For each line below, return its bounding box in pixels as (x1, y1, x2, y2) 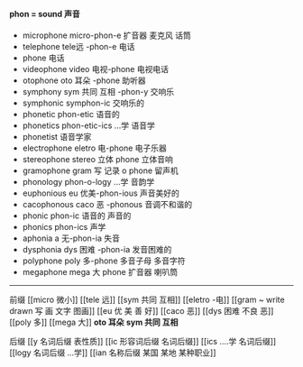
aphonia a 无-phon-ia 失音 (22, 233, 120, 243)
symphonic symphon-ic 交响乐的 (22, 97, 144, 108)
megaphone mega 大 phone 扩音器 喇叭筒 (22, 267, 179, 278)
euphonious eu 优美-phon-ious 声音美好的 (22, 188, 180, 198)
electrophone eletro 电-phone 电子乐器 (22, 142, 167, 153)
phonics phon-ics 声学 (22, 222, 106, 233)
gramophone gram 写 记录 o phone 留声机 (22, 165, 179, 176)
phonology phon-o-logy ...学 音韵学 (22, 177, 155, 188)
